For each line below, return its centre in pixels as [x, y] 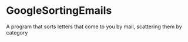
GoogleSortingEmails [59, 11]
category [17, 32]
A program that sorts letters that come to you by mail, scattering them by [94, 26]
